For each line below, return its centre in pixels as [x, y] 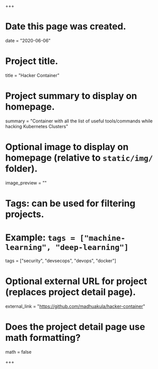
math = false [18, 352]
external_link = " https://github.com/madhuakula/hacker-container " [75, 306]
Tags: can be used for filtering [70, 203]
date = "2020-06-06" [28, 40]
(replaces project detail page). [71, 292]
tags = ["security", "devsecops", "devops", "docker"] [61, 260]
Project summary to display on [71, 96]
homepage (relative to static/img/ [79, 158]
